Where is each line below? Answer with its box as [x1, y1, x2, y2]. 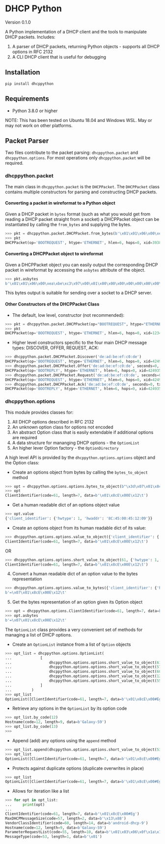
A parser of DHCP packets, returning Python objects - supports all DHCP [12, 43, 160, 49]
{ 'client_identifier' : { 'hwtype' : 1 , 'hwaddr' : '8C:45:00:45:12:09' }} [5, 516, 153, 521]
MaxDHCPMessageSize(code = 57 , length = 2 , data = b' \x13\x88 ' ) [5, 816, 126, 821]
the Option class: [5, 459, 39, 465]
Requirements [5, 94, 49, 103]
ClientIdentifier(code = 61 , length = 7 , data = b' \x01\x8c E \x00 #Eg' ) [5, 811, 139, 816]
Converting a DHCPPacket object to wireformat [5, 251, 104, 257]
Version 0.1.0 [5, 19, 31, 25]
